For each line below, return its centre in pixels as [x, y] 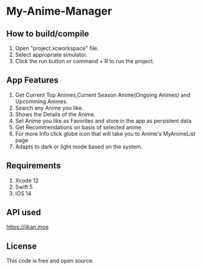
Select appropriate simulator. [51, 55]
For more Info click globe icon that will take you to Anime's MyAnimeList [105, 133]
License [22, 246]
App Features [33, 80]
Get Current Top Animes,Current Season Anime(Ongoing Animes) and [103, 95]
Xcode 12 [27, 180]
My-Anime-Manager [59, 11]
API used [24, 213]
